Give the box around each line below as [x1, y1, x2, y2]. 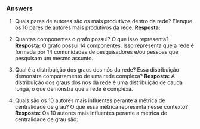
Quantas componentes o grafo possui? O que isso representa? [14, 36, 169, 43]
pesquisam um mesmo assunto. [14, 55, 94, 62]
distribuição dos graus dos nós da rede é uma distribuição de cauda [14, 79, 183, 86]
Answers [6, 4, 33, 13]
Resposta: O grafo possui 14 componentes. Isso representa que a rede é [14, 42, 194, 49]
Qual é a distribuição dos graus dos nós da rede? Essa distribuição [14, 66, 179, 73]
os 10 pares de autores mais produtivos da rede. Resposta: [14, 24, 161, 31]
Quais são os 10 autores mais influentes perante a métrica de [14, 97, 165, 104]
